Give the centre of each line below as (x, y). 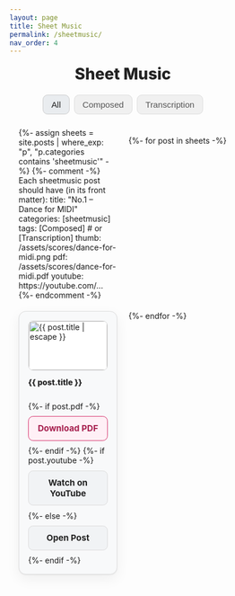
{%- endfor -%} (158, 316)
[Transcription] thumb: (60, 238)
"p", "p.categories (52, 152)
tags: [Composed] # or (61, 228)
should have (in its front (62, 191)
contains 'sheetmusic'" (61, 162)
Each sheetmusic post (59, 181)
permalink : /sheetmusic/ (56, 34)
